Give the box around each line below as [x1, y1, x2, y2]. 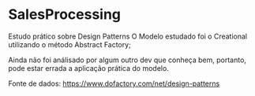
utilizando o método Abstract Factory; [8, 39, 132, 49]
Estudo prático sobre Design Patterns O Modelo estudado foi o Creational [8, 31, 248, 41]
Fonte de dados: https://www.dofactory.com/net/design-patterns [8, 79, 220, 88]
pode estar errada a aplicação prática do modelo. [8, 63, 170, 72]
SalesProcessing [8, 6, 121, 24]
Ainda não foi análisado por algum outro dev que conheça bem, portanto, [8, 55, 247, 65]
